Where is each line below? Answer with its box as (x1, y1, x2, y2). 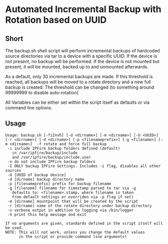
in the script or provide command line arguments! (18, 234, 127, 239)
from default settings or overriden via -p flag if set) (12, 194, 134, 200)
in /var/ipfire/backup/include (12, 150, 78, 155)
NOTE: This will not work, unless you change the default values (5, 229, 145, 235)
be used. (5, 225, 24, 230)
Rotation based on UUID (5, 14, 107, 26)
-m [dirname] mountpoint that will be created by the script (7, 199, 138, 204)
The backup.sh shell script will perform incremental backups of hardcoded (5, 48, 160, 53)
